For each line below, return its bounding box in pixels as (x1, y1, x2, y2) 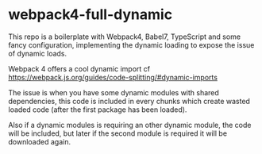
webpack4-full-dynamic (8, 6, 173, 24)
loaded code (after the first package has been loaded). (8, 105, 187, 114)
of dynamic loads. (8, 48, 67, 58)
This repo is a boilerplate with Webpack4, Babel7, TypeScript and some (8, 32, 241, 41)
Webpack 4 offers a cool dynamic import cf (8, 64, 151, 73)
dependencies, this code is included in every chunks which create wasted (8, 96, 250, 106)
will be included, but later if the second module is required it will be (8, 129, 228, 138)
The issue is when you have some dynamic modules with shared (8, 87, 220, 97)
